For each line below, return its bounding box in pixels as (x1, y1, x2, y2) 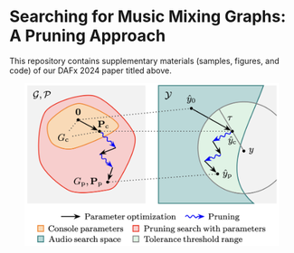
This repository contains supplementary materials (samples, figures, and (9, 55, 280, 66)
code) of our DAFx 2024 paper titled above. (9, 65, 172, 76)
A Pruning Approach (9, 25, 166, 46)
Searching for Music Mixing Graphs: (9, 6, 287, 27)
